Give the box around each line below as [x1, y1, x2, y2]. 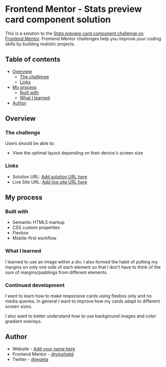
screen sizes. [5, 304, 32, 310]
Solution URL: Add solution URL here [12, 173, 88, 179]
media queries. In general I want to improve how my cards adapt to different [5, 298, 160, 304]
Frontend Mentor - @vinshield [12, 351, 74, 357]
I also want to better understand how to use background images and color [5, 313, 156, 319]
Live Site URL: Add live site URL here [12, 179, 88, 185]
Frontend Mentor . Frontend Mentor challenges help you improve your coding [5, 36, 162, 42]
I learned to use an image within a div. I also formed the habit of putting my [5, 259, 158, 264]
